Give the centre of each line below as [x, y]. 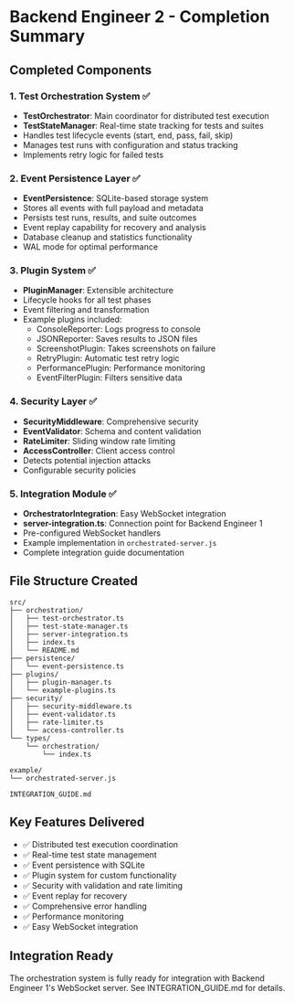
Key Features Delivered [77, 822]
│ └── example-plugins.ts [63, 690]
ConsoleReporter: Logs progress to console [118, 329]
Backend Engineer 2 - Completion [140, 17]
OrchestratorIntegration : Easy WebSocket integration [124, 514]
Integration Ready [62, 956]
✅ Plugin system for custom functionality [100, 875]
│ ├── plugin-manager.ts [61, 682]
